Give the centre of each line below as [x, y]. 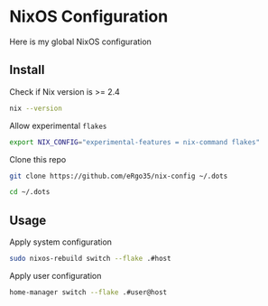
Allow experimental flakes [58, 125]
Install [27, 70]
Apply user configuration [55, 275]
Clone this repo [38, 159]
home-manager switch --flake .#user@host [88, 292]
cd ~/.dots [30, 192]
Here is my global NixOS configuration [80, 42]
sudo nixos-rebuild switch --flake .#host [90, 259]
